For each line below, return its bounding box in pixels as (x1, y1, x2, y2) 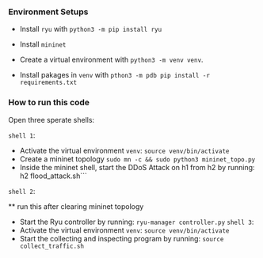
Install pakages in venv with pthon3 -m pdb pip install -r (19, 70, 210, 80)
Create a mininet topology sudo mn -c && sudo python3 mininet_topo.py (19, 154, 256, 164)
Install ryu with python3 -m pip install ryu (19, 25, 162, 34)
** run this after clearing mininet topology (8, 201, 144, 211)
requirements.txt (19, 78, 78, 87)
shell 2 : (8, 186, 36, 195)
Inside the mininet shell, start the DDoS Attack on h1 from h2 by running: (19, 162, 255, 172)
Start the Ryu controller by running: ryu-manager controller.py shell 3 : (19, 217, 254, 226)
